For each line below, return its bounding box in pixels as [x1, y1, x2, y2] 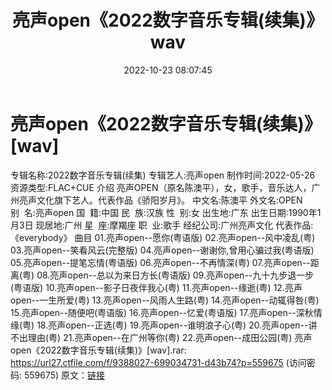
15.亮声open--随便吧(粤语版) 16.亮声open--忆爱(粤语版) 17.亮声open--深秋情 [10, 306, 323, 318]
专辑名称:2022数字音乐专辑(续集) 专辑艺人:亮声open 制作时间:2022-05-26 [10, 169, 316, 181]
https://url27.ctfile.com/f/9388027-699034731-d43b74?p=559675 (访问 [10, 356, 307, 368]
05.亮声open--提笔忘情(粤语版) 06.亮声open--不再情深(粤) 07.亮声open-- [10, 256, 311, 268]
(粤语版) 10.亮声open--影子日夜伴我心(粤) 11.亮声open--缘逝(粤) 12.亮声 [10, 281, 303, 293]
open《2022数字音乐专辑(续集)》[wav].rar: [10, 344, 187, 356]
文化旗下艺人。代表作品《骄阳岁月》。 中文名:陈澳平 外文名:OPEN [36, 194, 303, 206]
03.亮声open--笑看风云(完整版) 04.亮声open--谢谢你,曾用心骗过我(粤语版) [10, 244, 315, 256]
